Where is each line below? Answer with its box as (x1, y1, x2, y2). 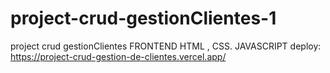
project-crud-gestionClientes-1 (10, 7, 277, 30)
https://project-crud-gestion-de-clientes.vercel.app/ (10, 50, 227, 62)
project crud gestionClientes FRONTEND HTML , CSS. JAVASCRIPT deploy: (10, 40, 322, 52)
